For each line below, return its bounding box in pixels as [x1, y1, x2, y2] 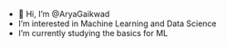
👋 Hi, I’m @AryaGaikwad [17, 9, 110, 19]
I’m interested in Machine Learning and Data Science [17, 18, 217, 29]
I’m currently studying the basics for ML [17, 28, 169, 38]
